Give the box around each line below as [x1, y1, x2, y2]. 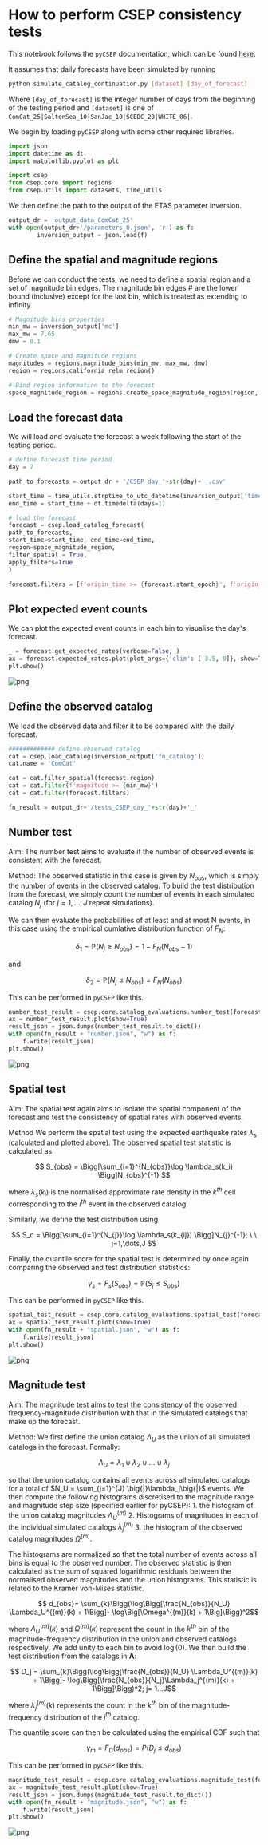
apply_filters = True [8, 558, 73, 566]
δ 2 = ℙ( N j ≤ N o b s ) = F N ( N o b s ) [85, 975, 183, 987]
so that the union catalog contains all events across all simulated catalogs [8, 1475, 250, 1485]
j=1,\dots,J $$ [111, 1238, 157, 1248]
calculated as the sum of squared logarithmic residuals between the [8, 1566, 231, 1576]
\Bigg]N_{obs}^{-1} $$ [97, 1170, 171, 1180]
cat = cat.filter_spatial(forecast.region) [8, 774, 156, 782]
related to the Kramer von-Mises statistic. [8, 1583, 145, 1593]
